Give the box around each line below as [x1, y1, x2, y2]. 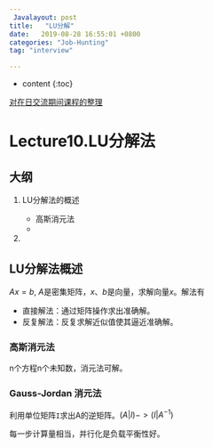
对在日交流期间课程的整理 [9, 97, 103, 108]
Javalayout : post [12, 12, 77, 22]
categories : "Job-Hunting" [9, 37, 109, 47]
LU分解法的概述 [21, 195, 80, 206]
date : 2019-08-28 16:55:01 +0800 [9, 29, 141, 38]
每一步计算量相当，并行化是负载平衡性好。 [9, 428, 165, 439]
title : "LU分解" [9, 21, 75, 30]
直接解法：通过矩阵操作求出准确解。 [21, 305, 155, 316]
